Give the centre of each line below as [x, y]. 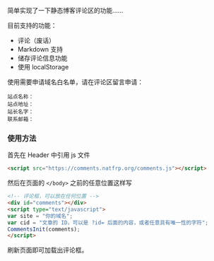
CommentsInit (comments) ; [44, 229]
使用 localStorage [43, 67]
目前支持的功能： [32, 25]
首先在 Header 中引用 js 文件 [49, 155]
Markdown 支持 [40, 49]
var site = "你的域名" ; [40, 216]
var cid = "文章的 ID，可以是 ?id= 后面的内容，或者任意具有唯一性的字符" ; [108, 222]
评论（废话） [36, 40]
